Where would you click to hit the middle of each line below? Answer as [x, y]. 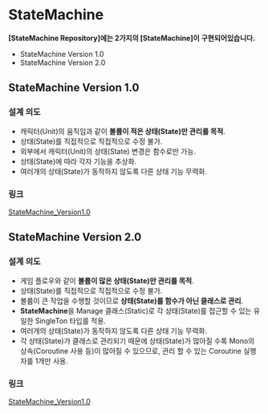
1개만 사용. [51, 361]
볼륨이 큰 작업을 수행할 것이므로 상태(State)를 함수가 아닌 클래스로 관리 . [131, 300]
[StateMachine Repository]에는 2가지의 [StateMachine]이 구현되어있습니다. [132, 38]
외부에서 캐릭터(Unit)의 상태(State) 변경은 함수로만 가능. [108, 151]
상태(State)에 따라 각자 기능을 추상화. [78, 161]
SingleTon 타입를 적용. [71, 321]
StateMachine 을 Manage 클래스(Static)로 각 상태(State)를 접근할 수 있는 [136, 310]
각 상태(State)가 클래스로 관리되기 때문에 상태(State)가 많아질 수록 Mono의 [137, 341]
